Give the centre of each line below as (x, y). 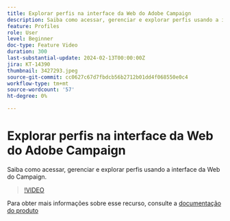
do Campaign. (27, 177)
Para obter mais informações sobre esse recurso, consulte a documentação (114, 203)
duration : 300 (27, 52)
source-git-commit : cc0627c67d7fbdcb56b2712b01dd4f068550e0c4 (98, 77)
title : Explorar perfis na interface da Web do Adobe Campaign (99, 13)
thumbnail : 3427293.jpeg (42, 70)
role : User (23, 32)
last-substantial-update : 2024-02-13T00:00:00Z (76, 58)
